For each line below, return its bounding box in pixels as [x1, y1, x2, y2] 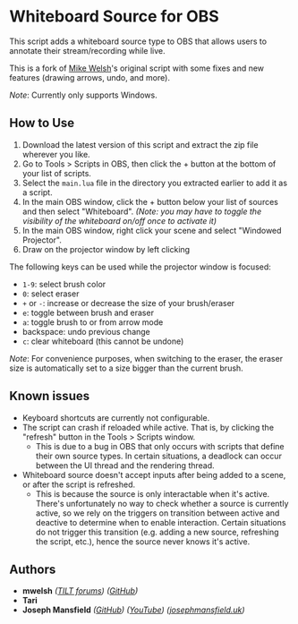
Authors [9, 561, 56, 577]
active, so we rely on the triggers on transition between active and [35, 508, 280, 518]
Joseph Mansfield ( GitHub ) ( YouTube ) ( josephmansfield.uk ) [21, 604, 245, 615]
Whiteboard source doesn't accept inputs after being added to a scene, [21, 469, 286, 480]
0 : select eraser [21, 288, 80, 299]
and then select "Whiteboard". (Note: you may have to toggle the [21, 206, 262, 217]
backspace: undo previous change [21, 326, 150, 337]
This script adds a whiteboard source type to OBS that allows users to [9, 36, 267, 47]
